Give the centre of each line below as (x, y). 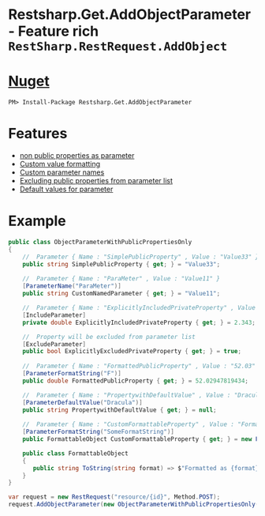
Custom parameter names (62, 172)
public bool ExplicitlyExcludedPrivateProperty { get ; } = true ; (132, 352)
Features (38, 134)
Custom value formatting (60, 164)
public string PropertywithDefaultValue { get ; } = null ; (119, 410)
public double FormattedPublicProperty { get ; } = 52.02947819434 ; (135, 381)
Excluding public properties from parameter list (96, 181)
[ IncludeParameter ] (54, 315)
